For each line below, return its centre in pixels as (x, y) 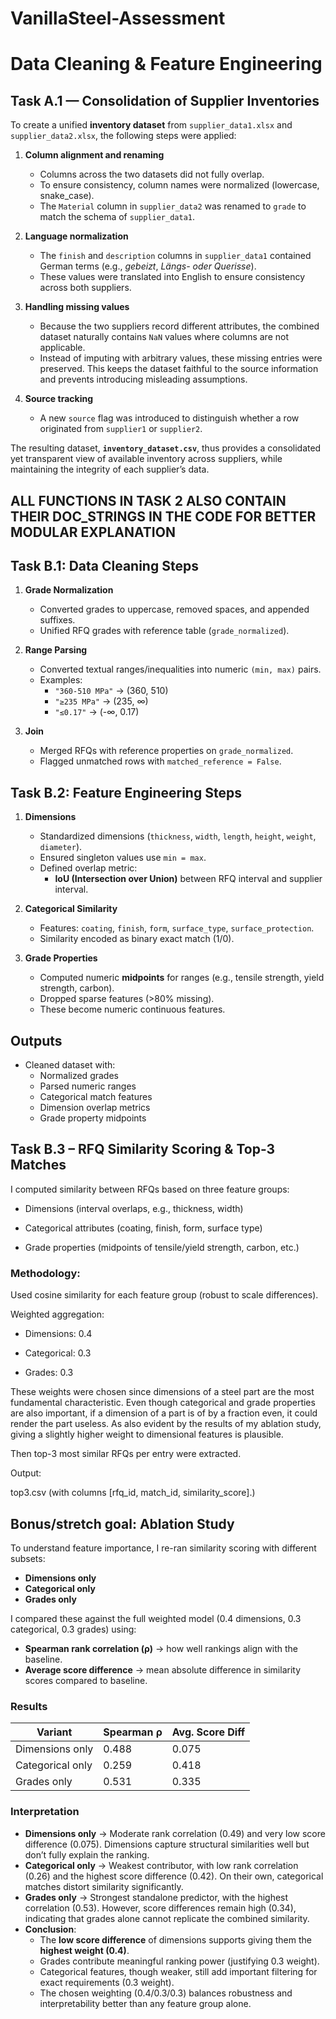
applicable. (62, 348)
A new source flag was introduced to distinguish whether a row (169, 418)
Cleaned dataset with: (70, 1065)
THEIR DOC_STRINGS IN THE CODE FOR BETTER (163, 516)
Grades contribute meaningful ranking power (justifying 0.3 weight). (179, 1961)
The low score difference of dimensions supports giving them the (175, 1939)
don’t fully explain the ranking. (87, 1854)
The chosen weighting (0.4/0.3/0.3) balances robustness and (166, 1993)
